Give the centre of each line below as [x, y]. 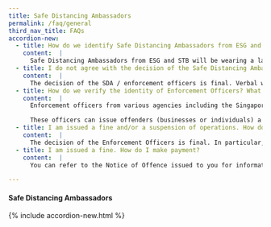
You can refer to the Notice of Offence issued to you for [131, 165]
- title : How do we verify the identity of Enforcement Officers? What [139, 91]
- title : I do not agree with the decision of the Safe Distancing [131, 68]
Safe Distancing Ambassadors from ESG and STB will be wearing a [142, 61]
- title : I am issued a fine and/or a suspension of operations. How [135, 128]
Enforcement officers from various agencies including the [131, 105]
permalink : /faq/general [50, 23]
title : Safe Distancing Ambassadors [70, 16]
